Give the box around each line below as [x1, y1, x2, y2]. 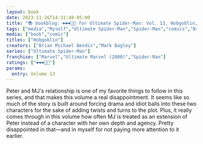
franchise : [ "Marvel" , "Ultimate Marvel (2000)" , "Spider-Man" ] [6, 54, 166, 60]
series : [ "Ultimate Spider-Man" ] [6, 48, 91, 54]
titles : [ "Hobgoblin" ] [6, 37, 63, 43]
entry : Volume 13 [11, 71, 56, 77]
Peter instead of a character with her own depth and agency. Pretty [6, 119, 174, 127]
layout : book [6, 8, 39, 15]
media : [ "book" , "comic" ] [6, 31, 69, 38]
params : [6, 65, 26, 71]
